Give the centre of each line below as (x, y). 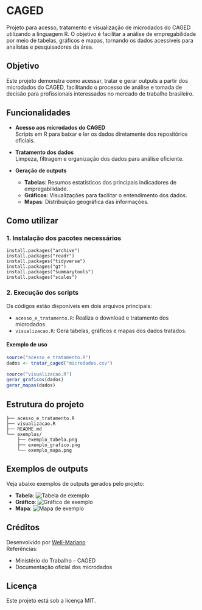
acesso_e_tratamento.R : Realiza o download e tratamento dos (92, 318)
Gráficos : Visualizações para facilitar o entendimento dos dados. (106, 195)
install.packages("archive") (43, 251)
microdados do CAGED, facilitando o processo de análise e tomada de (94, 87)
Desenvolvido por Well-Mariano (46, 542)
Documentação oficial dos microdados (64, 567)
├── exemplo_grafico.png (49, 445)
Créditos (23, 528)
